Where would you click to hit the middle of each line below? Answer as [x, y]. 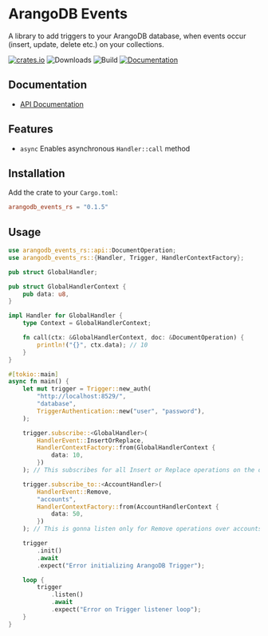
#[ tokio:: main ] [33, 374]
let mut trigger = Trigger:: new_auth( [87, 389]
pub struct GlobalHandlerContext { [67, 287]
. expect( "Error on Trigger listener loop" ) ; [126, 610]
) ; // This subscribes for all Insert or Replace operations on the [139, 470]
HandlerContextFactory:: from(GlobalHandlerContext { [126, 448]
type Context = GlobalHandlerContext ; [87, 324]
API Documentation [51, 104]
